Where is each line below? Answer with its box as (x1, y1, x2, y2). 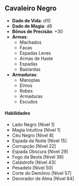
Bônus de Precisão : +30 (12, 28, 63, 35)
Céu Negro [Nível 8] (12, 132, 54, 139)
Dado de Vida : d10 (12, 17, 51, 23)
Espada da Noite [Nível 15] (12, 138, 67, 144)
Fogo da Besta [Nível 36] (12, 154, 64, 160)
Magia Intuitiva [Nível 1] (12, 127, 61, 133)
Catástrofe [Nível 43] (12, 160, 56, 166)
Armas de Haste (19, 55, 53, 61)
